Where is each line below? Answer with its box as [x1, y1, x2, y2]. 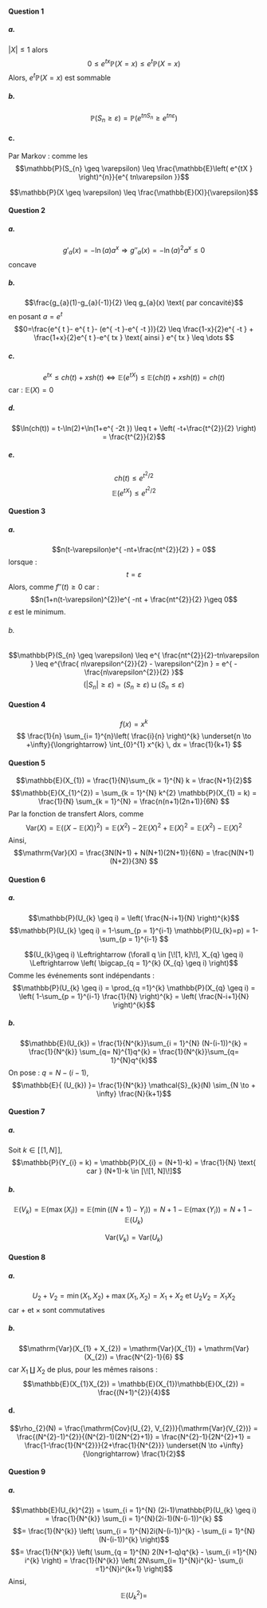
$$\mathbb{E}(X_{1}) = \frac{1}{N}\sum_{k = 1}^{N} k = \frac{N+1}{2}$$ [15, 776, 253, 785]
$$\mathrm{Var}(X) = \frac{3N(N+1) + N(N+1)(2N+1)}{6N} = [13, 848, 211, 858]
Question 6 [8, 875, 46, 884]
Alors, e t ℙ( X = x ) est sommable [8, 72, 112, 82]
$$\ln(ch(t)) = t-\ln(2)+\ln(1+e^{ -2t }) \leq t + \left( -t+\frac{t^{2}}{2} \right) [11, 423, 257, 433]
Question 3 [8, 507, 46, 516]
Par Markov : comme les [8, 151, 88, 160]
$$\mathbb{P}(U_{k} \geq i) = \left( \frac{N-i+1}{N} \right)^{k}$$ [28, 913, 240, 923]
